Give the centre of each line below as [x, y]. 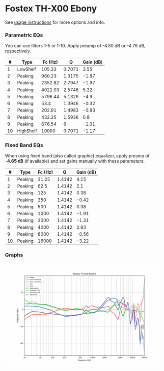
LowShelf [27, 69]
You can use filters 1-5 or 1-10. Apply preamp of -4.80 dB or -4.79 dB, [75, 46]
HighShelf [27, 131]
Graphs [14, 255]
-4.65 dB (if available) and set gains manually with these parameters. [75, 161]
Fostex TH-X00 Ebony [51, 9]
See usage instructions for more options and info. [55, 22]
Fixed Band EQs [24, 145]
